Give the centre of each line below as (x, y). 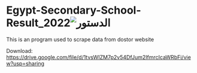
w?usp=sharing (25, 64)
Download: (19, 50)
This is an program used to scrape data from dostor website (80, 39)
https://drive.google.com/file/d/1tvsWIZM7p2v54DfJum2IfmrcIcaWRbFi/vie (99, 57)
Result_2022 (38, 23)
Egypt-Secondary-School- (74, 10)
